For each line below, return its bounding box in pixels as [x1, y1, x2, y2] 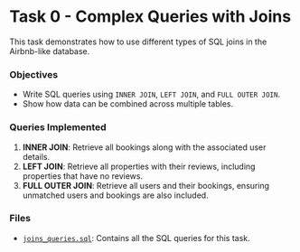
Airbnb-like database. [9, 45, 90, 56]
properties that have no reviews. [22, 170, 143, 182]
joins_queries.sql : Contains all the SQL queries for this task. [22, 232, 250, 243]
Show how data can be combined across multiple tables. [22, 98, 233, 109]
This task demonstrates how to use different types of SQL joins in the [9, 36, 267, 47]
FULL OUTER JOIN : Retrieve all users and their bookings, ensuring [22, 180, 269, 191]
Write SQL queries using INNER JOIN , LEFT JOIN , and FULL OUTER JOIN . [22, 89, 281, 100]
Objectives [9, 68, 59, 80]
